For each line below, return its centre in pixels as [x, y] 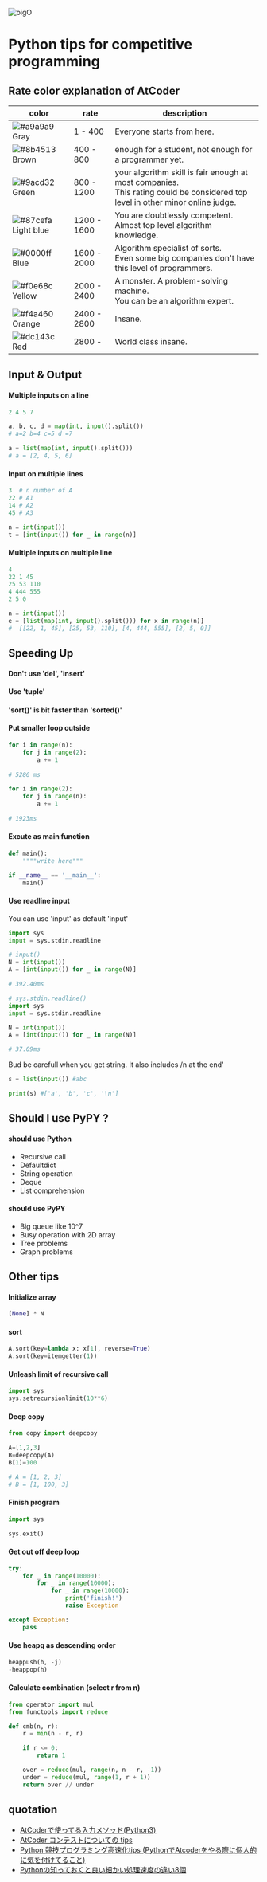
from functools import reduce [58, 1712]
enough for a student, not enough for [184, 149]
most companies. [147, 182]
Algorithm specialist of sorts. [168, 248]
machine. [132, 291]
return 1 [51, 1756]
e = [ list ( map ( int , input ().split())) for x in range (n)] [106, 621]
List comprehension [52, 1190]
